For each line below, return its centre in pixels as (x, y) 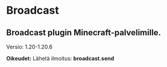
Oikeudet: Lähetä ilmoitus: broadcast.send (60, 58)
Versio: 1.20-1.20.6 (30, 47)
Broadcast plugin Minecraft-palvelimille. (84, 33)
